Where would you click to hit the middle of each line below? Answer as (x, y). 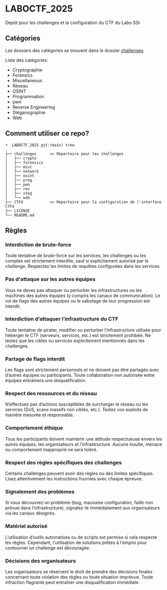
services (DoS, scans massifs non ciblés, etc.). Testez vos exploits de (77, 410)
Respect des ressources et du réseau (51, 394)
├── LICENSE (17, 211)
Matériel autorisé (26, 526)
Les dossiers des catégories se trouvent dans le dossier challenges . (75, 50)
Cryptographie (27, 70)
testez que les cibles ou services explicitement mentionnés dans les (75, 341)
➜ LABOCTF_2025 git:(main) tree (40, 145)
